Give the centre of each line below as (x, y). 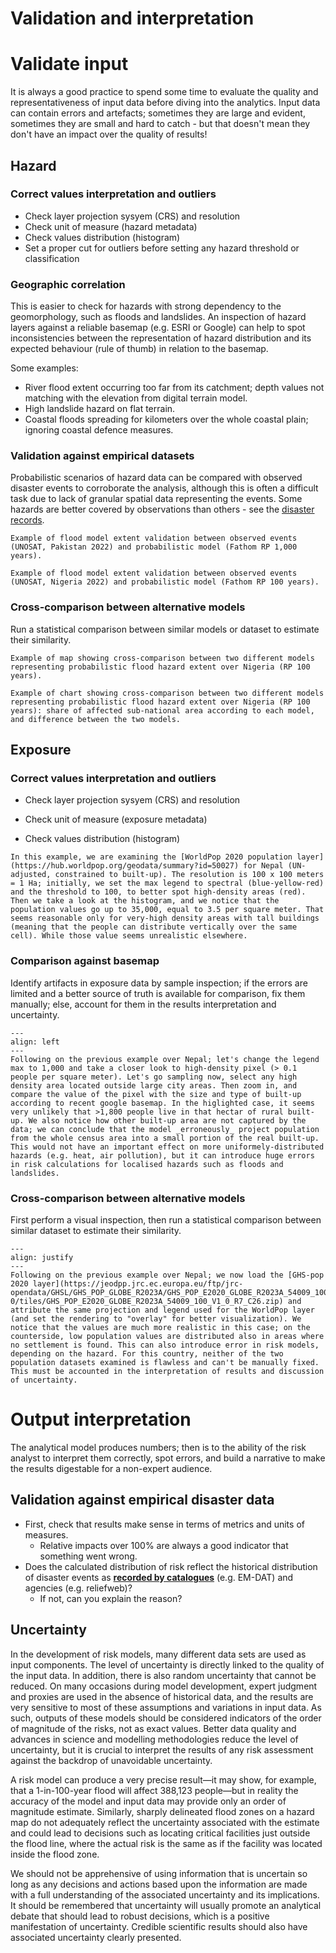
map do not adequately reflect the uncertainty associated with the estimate (165, 1822)
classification (52, 258)
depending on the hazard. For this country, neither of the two (147, 1353)
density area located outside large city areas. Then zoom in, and (154, 1085)
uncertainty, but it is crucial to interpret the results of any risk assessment (162, 1749)
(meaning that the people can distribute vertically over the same (154, 927)
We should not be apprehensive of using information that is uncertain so (159, 1873)
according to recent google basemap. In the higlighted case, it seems (162, 1103)
